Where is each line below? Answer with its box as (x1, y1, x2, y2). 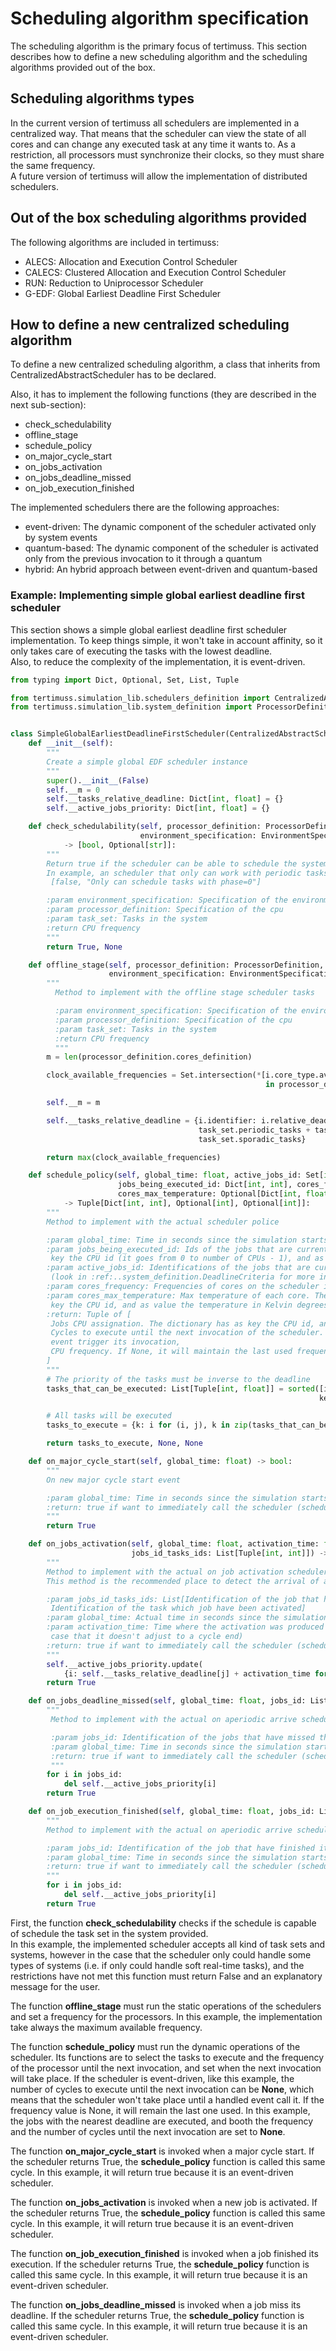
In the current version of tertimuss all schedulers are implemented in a (10, 117, 300, 129)
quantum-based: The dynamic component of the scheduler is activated (24, 542, 319, 554)
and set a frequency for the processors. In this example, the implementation (10, 2010, 323, 2022)
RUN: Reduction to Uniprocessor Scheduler (24, 277, 204, 289)
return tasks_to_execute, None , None (46, 1438, 203, 1449)
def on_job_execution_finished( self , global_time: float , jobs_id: (28, 1807, 315, 1817)
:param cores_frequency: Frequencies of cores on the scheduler (46, 1282, 320, 1292)
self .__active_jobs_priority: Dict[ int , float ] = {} (46, 803, 271, 814)
